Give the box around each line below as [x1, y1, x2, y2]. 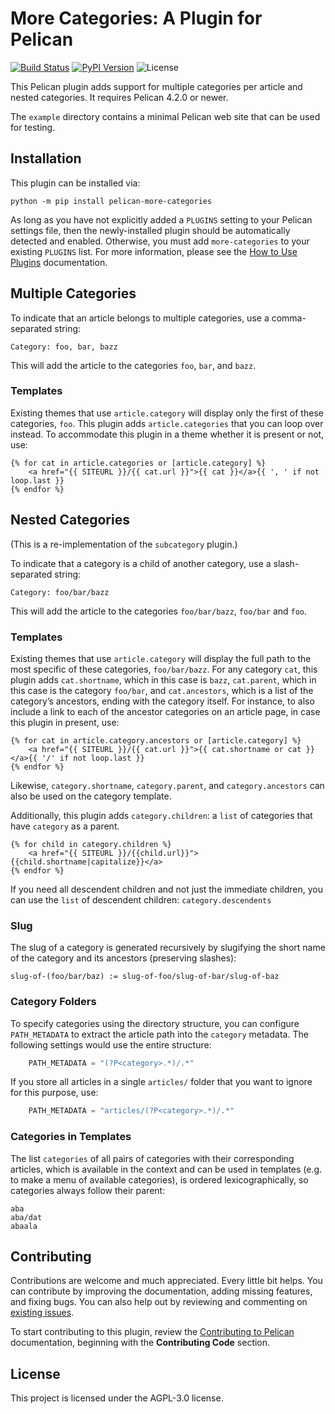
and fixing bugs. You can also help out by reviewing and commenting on [10, 1296, 308, 1308]
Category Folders [10, 995, 97, 1009]
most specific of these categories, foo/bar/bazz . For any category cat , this [10, 663, 318, 675]
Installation [10, 150, 82, 167]
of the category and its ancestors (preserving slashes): [10, 952, 237, 964]
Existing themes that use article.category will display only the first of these [10, 407, 324, 419]
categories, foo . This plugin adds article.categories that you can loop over [10, 417, 324, 429]
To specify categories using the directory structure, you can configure [10, 1017, 300, 1029]
